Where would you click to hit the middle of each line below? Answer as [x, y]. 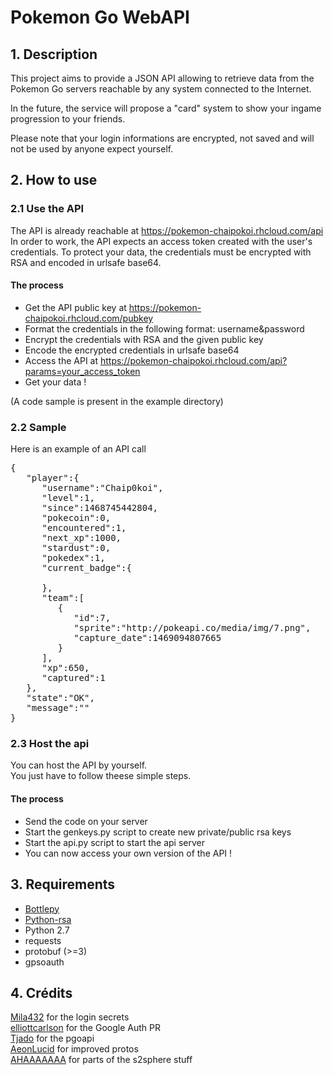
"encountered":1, [84, 528]
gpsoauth [44, 962]
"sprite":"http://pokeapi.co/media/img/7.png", [192, 628]
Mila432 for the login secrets [70, 1017]
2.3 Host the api [50, 744]
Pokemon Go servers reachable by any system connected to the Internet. [161, 89]
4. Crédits [41, 992]
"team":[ [63, 598]
